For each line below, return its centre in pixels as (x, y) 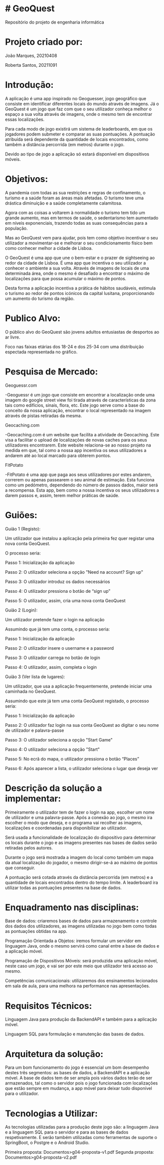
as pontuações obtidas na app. (36, 931)
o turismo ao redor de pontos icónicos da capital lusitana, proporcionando (80, 293)
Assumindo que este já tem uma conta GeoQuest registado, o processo (77, 701)
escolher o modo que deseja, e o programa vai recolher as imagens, (74, 822)
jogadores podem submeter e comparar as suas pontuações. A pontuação (80, 134)
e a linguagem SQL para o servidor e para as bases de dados (67, 1132)
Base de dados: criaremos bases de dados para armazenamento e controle (81, 921)
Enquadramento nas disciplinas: (72, 907)
